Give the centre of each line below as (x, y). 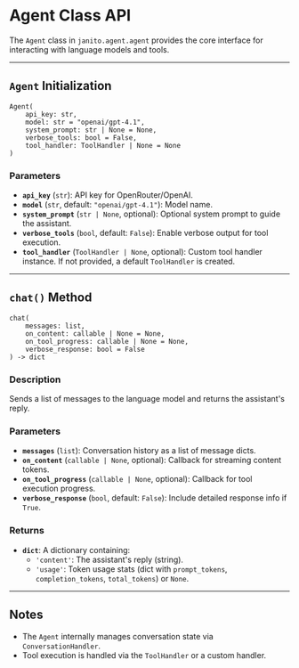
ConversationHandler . (61, 646)
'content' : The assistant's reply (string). (109, 559)
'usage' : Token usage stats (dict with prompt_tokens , (131, 569)
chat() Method (51, 298)
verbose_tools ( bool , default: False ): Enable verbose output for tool (145, 233)
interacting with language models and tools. (89, 49)
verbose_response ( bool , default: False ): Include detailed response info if (154, 498)
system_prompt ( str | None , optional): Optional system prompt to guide (151, 214)
